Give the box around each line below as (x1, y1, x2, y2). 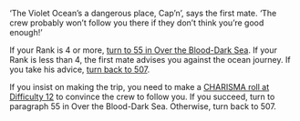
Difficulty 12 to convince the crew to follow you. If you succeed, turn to (9, 91, 275, 102)
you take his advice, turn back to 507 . (9, 64, 150, 75)
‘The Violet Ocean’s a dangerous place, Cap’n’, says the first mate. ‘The (9, 8, 277, 18)
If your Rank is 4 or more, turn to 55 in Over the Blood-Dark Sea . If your (9, 45, 278, 55)
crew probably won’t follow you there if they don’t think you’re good (9, 17, 264, 28)
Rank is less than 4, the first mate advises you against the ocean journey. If (9, 55, 291, 65)
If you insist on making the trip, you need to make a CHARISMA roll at (9, 82, 270, 92)
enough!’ (9, 27, 43, 37)
